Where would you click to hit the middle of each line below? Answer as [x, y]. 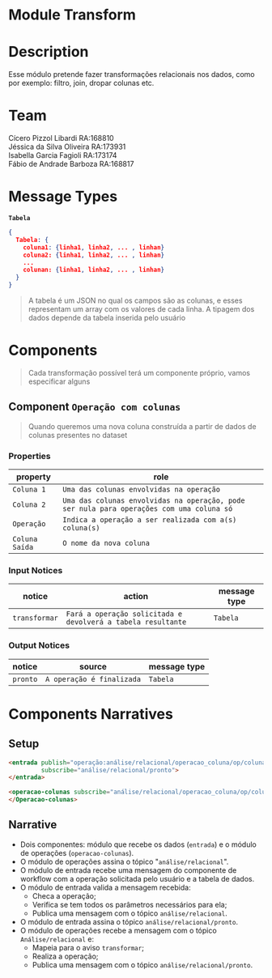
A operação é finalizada [93, 679]
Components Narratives [91, 714]
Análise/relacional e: [57, 939]
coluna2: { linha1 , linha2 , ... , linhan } [93, 255]
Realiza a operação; [65, 956]
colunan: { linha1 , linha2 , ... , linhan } [93, 270]
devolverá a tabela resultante [126, 622]
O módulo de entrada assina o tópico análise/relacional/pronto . [129, 921]
